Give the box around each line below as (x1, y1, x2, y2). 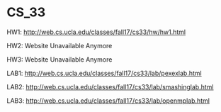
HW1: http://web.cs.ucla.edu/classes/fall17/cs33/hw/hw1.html (6, 28, 186, 36)
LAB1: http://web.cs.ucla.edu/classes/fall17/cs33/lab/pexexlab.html (6, 69, 203, 77)
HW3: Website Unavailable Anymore (6, 55, 113, 64)
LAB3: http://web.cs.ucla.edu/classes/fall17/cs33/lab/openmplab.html (6, 96, 210, 105)
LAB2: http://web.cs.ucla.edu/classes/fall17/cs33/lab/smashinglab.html (6, 82, 214, 91)
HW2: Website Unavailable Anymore (6, 41, 113, 50)
